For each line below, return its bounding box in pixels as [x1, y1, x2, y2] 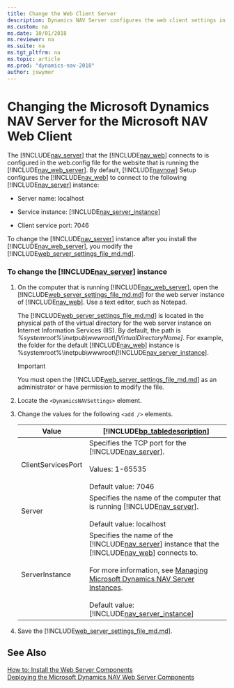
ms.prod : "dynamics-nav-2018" [7, 62, 95, 69]
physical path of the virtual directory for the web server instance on [17, 319, 212, 327]
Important [17, 362, 46, 370]
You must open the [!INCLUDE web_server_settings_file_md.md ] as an [17, 375, 217, 383]
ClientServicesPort [20, 459, 83, 469]
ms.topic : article [7, 56, 61, 63]
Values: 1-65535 [89, 464, 147, 474]
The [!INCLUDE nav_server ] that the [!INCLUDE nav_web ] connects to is [7, 151, 210, 160]
